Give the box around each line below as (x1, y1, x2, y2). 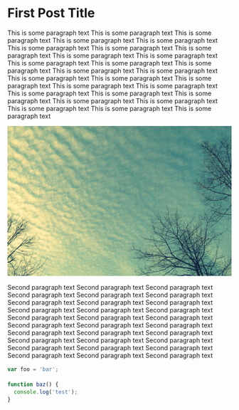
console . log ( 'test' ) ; (14, 388, 78, 396)
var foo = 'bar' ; (7, 366, 59, 373)
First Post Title (7, 5, 95, 21)
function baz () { (7, 381, 59, 388)
